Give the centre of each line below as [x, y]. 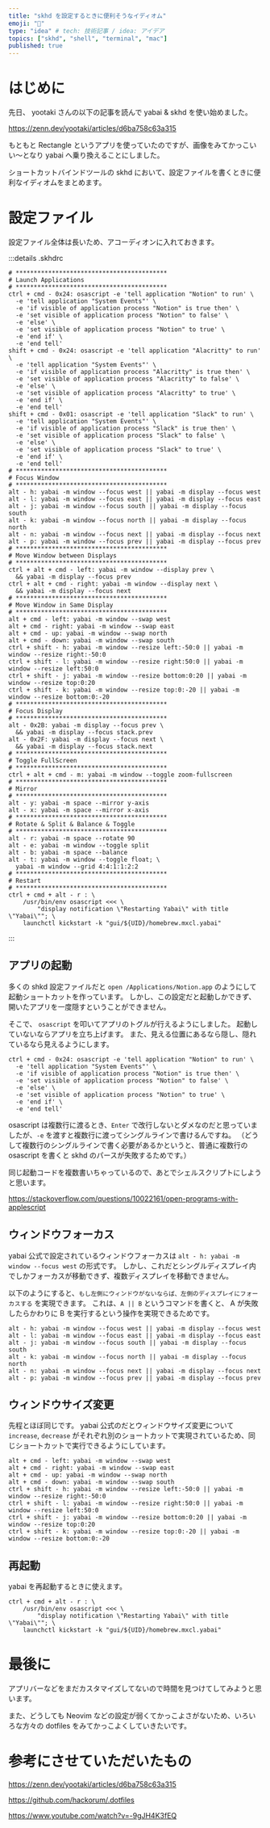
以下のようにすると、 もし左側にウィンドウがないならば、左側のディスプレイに [124, 1292]
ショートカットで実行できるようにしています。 [92, 1446]
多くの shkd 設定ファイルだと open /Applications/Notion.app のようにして [133, 986]
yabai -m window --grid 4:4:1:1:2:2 [77, 867]
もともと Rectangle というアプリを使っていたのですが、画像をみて [118, 145]
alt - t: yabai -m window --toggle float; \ [84, 859]
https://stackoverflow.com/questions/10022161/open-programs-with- [123, 1198]
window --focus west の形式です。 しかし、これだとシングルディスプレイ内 [132, 1266]
